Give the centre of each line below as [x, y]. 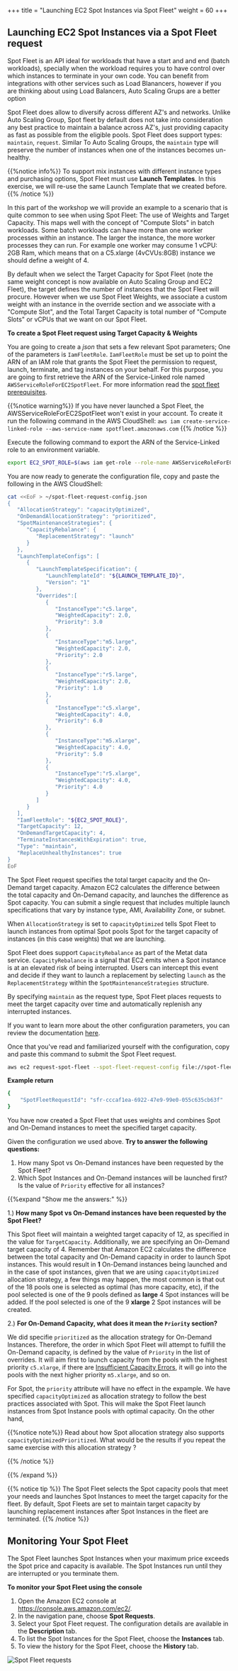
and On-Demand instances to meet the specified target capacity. [102, 1128]
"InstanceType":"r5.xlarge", [98, 774]
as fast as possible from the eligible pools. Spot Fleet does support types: [115, 135]
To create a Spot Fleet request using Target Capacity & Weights [103, 333]
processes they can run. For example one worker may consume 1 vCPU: [113, 245]
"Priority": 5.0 [79, 754]
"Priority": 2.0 [79, 655]
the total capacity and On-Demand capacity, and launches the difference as [118, 895]
